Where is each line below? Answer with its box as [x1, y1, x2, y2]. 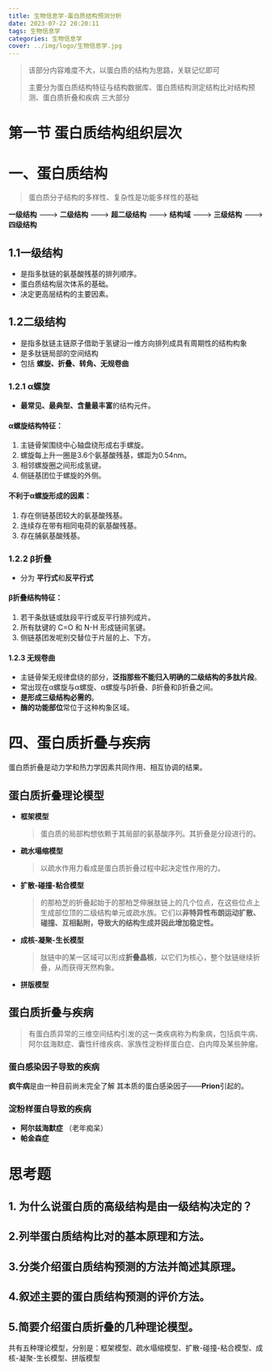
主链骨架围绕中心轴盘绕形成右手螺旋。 [19, 440, 148, 450]
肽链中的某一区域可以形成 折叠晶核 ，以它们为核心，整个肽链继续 [40, 953, 253, 962]
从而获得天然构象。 [54, 962, 119, 973]
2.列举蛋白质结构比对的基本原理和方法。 [8, 1230, 210, 1244]
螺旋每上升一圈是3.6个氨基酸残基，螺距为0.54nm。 [19, 451, 192, 460]
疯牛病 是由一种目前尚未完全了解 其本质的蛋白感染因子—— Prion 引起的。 [8, 1081, 248, 1091]
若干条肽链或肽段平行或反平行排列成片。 [19, 613, 155, 623]
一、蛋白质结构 [8, 164, 108, 182]
